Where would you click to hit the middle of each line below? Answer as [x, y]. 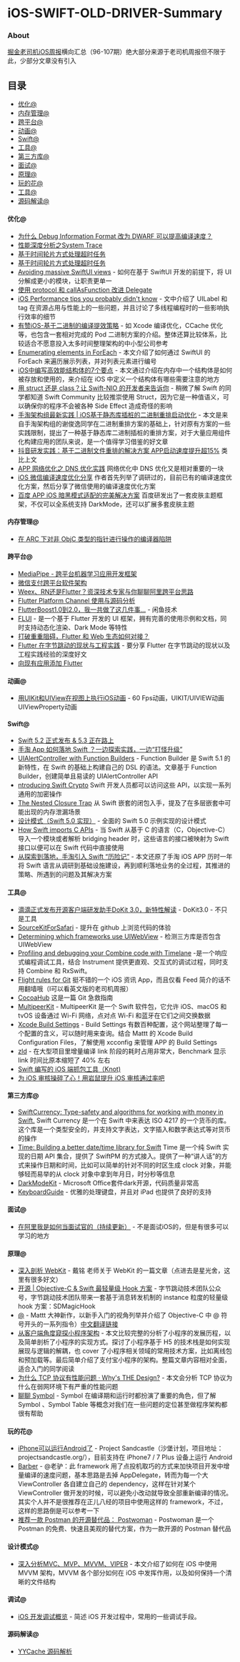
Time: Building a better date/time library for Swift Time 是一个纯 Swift [119, 1147]
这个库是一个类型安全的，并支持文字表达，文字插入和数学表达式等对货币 [124, 1129]
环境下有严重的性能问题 [84, 1387]
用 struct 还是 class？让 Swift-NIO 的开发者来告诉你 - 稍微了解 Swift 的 [121, 388]
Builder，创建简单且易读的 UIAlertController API [88, 776]
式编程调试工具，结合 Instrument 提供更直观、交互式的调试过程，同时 [120, 962]
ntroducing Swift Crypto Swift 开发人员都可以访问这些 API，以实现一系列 [124, 785]
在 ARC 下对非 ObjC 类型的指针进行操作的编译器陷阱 [95, 539]
